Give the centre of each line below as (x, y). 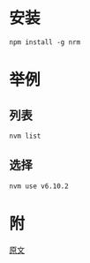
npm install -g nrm (45, 42)
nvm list (25, 136)
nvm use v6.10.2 (39, 186)
